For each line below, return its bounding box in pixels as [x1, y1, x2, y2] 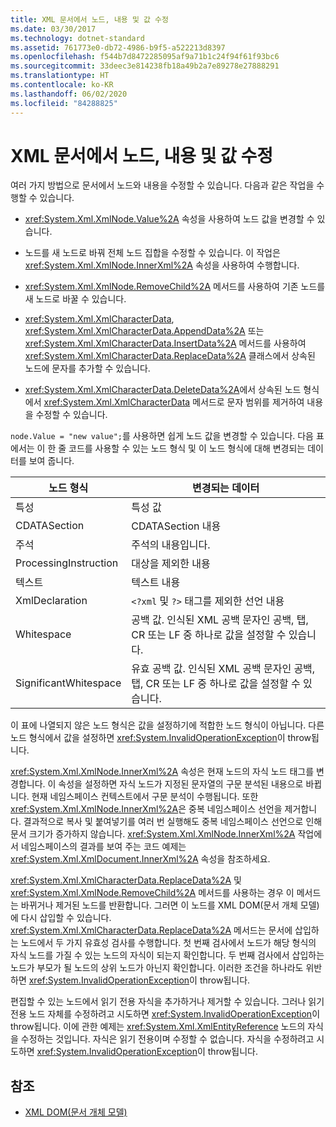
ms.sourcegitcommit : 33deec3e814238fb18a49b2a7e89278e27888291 [10, 61, 280, 71]
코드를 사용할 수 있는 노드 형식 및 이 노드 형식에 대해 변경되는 [68, 442, 306, 455]
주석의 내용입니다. [131, 538, 211, 552]
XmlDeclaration [15, 594, 88, 608]
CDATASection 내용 [131, 519, 222, 533]
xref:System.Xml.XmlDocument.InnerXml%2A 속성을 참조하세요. [10, 853, 271, 865]
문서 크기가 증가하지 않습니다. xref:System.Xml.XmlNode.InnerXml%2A [10, 828, 296, 840]
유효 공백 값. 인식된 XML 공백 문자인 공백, [131, 662, 316, 676]
